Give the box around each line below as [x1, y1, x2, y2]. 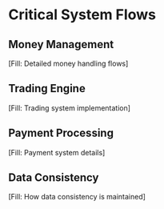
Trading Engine [8, 82, 86, 95]
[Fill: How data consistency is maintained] [8, 192, 146, 202]
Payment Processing [8, 127, 114, 140]
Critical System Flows [8, 6, 156, 24]
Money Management [8, 38, 114, 51]
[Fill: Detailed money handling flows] [8, 58, 129, 68]
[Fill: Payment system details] [8, 147, 106, 157]
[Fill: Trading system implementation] [8, 102, 130, 113]
